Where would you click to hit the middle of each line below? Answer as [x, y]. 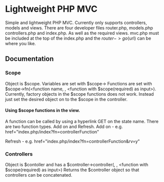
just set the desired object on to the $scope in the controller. [66, 99]
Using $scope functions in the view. [43, 110]
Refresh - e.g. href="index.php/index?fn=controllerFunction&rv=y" [73, 141]
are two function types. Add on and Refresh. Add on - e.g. [64, 127]
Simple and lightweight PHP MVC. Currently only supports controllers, [76, 23]
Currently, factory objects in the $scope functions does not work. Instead [80, 94]
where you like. [20, 43]
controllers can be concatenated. [39, 175]
